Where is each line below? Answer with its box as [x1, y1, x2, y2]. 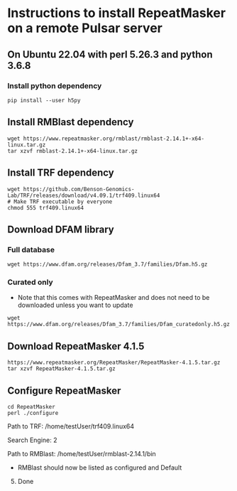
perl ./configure [7, 410, 59, 417]
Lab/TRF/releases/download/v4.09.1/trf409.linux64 [7, 192, 160, 199]
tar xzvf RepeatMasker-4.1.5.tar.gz [7, 365, 116, 372]
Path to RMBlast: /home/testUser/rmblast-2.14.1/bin [7, 450, 156, 458]
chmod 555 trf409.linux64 [7, 204, 84, 211]
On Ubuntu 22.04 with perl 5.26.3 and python [7, 48, 213, 60]
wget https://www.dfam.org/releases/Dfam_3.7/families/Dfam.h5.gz [7, 261, 208, 268]
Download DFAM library [7, 223, 115, 235]
